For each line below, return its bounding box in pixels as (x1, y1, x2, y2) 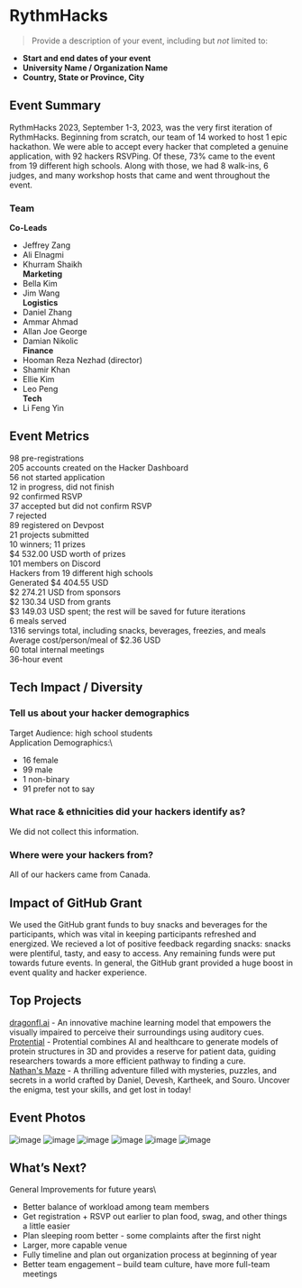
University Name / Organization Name (22, 62, 169, 73)
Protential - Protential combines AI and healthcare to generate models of (9, 1036, 279, 1046)
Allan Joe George (22, 326, 87, 337)
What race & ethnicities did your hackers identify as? (9, 806, 246, 818)
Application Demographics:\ (9, 736, 113, 748)
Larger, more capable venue (22, 1240, 128, 1251)
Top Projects (9, 993, 82, 1009)
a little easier (22, 1220, 70, 1231)
